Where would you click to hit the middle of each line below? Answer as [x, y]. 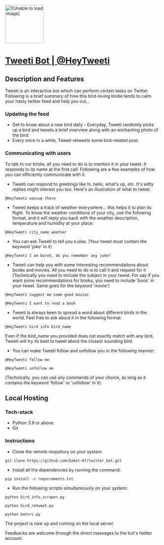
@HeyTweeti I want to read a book [41, 303]
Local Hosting [27, 398]
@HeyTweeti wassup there [30, 198]
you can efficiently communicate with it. [45, 174]
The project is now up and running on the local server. [60, 523]
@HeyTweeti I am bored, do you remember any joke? [58, 255]
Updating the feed [27, 114]
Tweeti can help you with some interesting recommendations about [80, 265]
